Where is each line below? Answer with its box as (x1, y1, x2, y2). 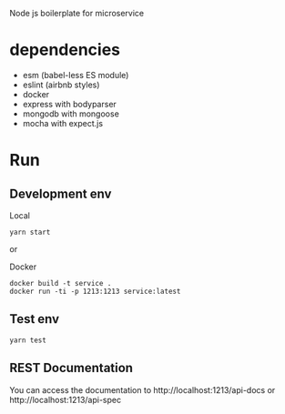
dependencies (9, 40, 121, 60)
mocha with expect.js (22, 117, 103, 128)
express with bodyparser (22, 98, 117, 109)
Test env (9, 311, 60, 327)
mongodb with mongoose (22, 108, 120, 119)
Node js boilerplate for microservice (9, 8, 145, 18)
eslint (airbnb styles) (22, 79, 100, 90)
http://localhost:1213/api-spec (9, 394, 121, 405)
